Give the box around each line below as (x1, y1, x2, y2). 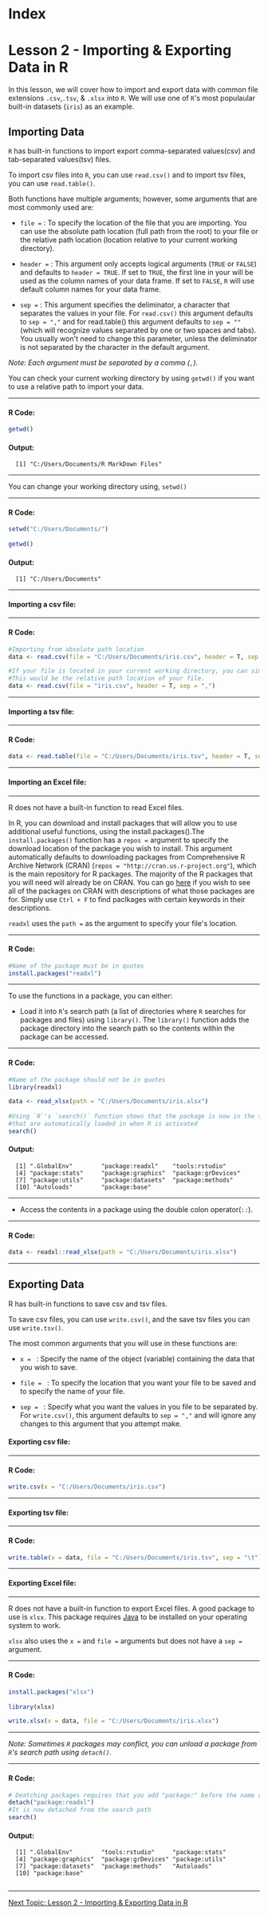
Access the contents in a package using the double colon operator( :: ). (19, 1205, 254, 1214)
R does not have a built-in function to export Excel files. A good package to (8, 1603, 255, 1613)
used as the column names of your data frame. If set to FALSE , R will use (19, 276, 255, 285)
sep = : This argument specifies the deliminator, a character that (19, 300, 230, 309)
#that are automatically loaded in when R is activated (8, 1120, 198, 1128)
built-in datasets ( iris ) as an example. (8, 101, 135, 112)
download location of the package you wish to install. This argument (8, 844, 233, 853)
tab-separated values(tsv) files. (8, 154, 112, 164)
